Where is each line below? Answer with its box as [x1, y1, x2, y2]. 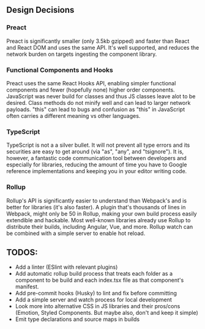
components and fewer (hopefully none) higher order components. [6, 86, 176, 93]
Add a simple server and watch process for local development [15, 296, 173, 303]
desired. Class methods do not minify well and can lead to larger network [6, 99, 191, 106]
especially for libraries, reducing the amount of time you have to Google [6, 161, 187, 168]
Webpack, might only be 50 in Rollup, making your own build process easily [6, 210, 197, 217]
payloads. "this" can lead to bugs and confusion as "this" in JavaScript [6, 106, 185, 113]
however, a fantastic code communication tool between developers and [6, 155, 187, 162]
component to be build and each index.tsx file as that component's [15, 276, 184, 284]
